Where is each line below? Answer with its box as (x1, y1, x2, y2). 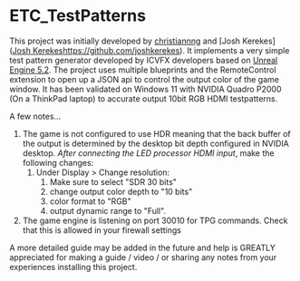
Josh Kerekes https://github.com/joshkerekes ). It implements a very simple (12, 44, 290, 55)
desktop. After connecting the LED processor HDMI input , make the (22, 147, 275, 159)
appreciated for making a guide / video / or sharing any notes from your (9, 251, 277, 263)
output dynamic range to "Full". (49, 205, 166, 216)
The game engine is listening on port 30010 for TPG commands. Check (22, 215, 288, 226)
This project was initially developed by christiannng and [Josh (9, 35, 241, 46)
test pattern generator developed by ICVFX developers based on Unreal (9, 54, 278, 65)
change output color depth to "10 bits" (49, 186, 193, 197)
